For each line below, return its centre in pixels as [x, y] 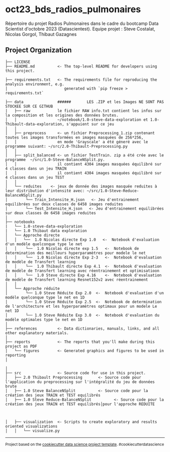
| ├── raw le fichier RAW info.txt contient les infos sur [83, 111]
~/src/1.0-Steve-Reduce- [113, 191]
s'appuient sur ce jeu [90, 124]
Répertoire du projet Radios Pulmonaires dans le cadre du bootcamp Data [82, 23]
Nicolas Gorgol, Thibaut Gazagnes [41, 34]
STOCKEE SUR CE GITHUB [29, 106]
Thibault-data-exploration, [35, 124]
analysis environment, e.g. [35, 84]
